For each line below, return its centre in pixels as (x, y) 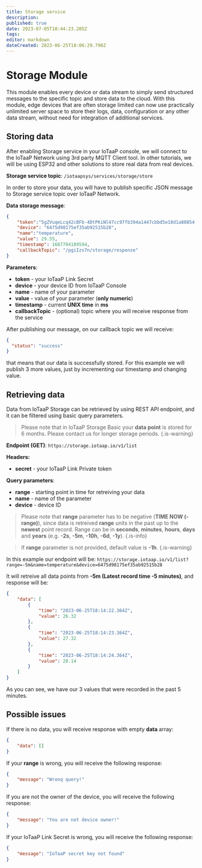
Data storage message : (36, 205)
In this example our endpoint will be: (51, 559)
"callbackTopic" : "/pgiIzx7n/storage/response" (78, 250)
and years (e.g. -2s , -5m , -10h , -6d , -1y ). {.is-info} (84, 536)
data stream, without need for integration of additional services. (85, 118)
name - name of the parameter (53, 499)
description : (23, 17)
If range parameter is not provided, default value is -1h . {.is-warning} (106, 548)
